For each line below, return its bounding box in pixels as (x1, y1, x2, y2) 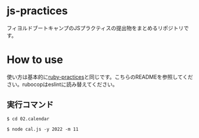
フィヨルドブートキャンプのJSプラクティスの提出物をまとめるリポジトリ (7, 24, 184, 31)
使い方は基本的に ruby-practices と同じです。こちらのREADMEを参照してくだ (7, 73, 193, 81)
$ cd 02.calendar (7, 115, 50, 122)
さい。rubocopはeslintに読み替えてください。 (7, 81, 118, 88)
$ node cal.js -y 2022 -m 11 (7, 126, 79, 132)
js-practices (7, 4, 68, 18)
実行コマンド (7, 100, 54, 110)
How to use (7, 53, 63, 66)
